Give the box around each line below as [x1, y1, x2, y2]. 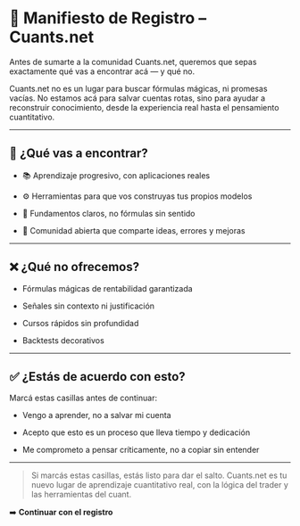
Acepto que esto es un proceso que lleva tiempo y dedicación [21, 427, 251, 438]
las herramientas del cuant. [30, 489, 132, 500]
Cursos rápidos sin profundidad [21, 317, 139, 328]
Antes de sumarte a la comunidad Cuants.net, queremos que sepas [9, 56, 257, 67]
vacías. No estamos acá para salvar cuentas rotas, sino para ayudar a [9, 93, 266, 103]
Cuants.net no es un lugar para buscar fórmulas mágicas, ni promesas [9, 83, 268, 94]
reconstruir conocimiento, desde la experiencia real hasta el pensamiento [9, 102, 279, 112]
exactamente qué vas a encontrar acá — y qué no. [9, 66, 196, 77]
